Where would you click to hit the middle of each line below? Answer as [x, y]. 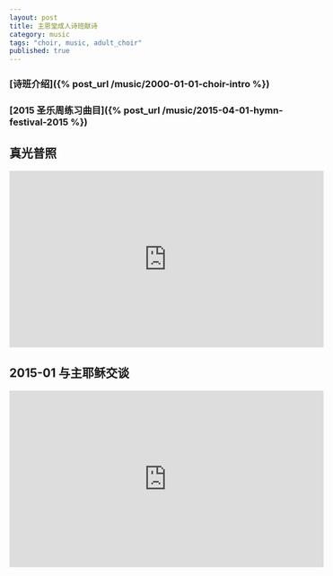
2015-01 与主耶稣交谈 [70, 373]
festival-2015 [39, 122]
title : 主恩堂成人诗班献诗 [54, 26]
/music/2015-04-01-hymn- [223, 110]
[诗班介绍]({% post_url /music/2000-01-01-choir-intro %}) [140, 84]
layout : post [34, 17]
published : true [39, 51]
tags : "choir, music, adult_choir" [76, 43]
